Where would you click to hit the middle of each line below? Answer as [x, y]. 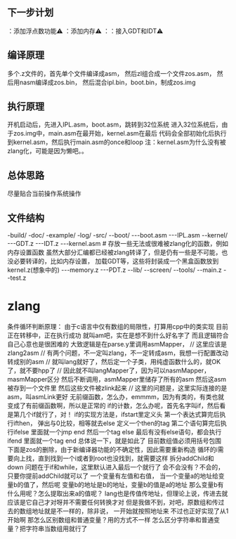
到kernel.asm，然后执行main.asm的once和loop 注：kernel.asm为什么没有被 [117, 142]
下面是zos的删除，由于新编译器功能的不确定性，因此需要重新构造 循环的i [112, 449]
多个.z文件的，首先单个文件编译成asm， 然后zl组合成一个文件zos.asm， [111, 73]
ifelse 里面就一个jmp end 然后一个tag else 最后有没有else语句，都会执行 [117, 432]
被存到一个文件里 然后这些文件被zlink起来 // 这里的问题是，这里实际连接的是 [117, 388]
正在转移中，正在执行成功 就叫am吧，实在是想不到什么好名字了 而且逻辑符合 [118, 335]
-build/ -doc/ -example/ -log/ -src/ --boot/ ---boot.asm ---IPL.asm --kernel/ [118, 235]
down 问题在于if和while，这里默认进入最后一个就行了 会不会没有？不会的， [116, 467]
